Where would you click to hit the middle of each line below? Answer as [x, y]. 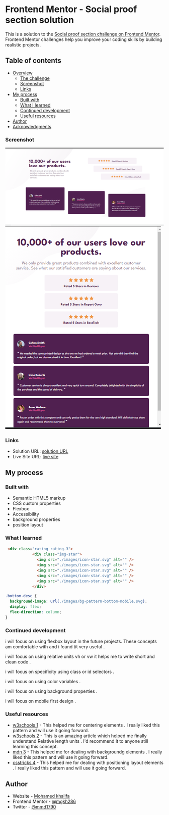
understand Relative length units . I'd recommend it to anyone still [80, 741]
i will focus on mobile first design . [41, 701]
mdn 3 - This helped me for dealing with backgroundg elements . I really [87, 752]
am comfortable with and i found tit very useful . [55, 647]
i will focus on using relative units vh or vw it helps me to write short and [80, 657]
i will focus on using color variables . [43, 682]
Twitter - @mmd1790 [34, 807]
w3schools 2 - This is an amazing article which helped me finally [79, 736]
